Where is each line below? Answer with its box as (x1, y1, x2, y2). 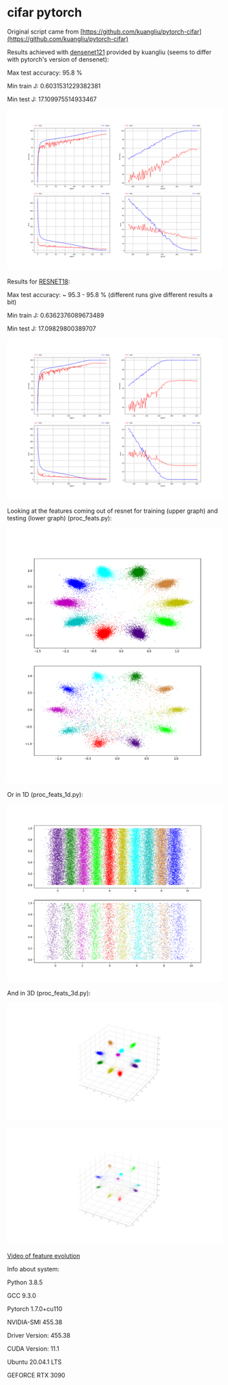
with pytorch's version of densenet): (7, 55, 109, 63)
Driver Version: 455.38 (7, 1332, 70, 1340)
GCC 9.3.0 (7, 1292, 36, 1300)
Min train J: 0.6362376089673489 (7, 311, 104, 319)
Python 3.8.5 (7, 1278, 43, 1286)
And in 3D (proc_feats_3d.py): (7, 989, 91, 997)
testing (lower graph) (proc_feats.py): (7, 513, 113, 522)
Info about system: (7, 1265, 60, 1273)
